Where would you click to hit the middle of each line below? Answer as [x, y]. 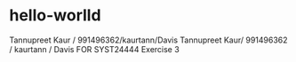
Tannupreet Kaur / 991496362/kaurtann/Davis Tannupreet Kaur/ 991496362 [148, 40]
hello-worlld [55, 15]
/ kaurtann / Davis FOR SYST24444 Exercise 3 [94, 49]
